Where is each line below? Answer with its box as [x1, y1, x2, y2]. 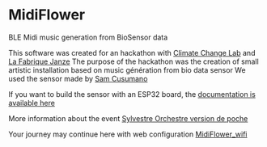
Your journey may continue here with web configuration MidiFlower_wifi [8, 129, 248, 139]
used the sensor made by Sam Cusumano [8, 73, 148, 83]
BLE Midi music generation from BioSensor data [8, 32, 168, 42]
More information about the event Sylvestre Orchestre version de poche [8, 113, 248, 123]
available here [8, 98, 55, 107]
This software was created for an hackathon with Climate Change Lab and [8, 48, 256, 57]
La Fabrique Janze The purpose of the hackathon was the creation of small [8, 57, 259, 66]
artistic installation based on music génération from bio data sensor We [8, 65, 246, 74]
